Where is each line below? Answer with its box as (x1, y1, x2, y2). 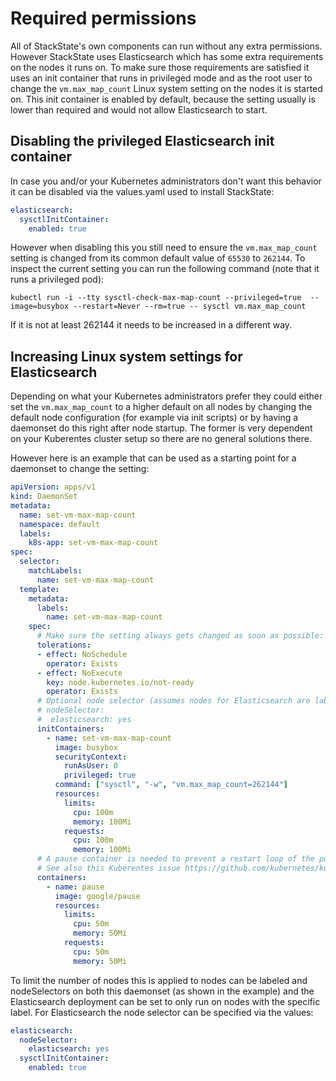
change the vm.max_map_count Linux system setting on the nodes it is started (10, 82, 323, 94)
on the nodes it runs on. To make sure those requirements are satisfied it (10, 61, 310, 73)
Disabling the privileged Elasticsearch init (10, 133, 275, 150)
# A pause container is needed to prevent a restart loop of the (36, 854, 315, 864)
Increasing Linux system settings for (10, 348, 243, 365)
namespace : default (19, 519, 101, 529)
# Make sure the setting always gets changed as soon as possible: (36, 631, 325, 641)
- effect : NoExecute (36, 668, 123, 678)
